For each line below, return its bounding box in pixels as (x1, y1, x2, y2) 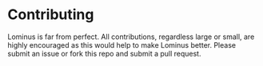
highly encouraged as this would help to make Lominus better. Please (7, 40, 237, 49)
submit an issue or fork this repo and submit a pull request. (7, 49, 201, 58)
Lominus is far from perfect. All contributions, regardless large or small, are (7, 32, 255, 41)
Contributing (7, 6, 94, 24)
